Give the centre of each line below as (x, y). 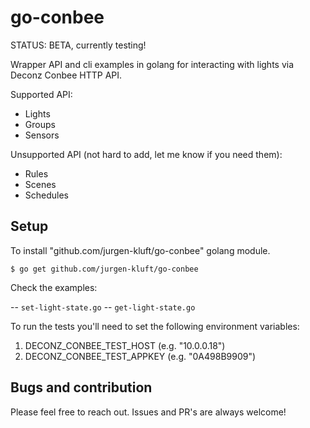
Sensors (42, 135)
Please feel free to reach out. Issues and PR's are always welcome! (148, 412)
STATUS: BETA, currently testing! (78, 45)
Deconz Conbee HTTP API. (66, 75)
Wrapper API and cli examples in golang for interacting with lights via (152, 64)
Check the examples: (54, 287)
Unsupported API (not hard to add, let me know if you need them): (146, 154)
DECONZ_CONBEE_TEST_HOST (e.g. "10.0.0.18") (125, 345)
